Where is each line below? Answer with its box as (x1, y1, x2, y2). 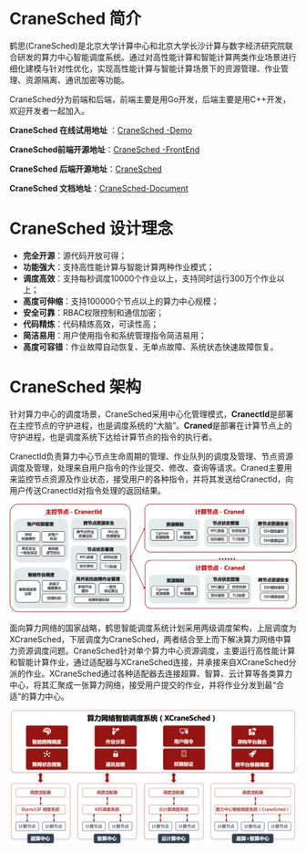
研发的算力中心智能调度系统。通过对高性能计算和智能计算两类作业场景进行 (16, 51, 297, 62)
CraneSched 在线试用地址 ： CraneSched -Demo (9, 124, 193, 135)
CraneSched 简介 (9, 8, 142, 29)
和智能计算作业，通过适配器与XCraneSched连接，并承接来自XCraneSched (9, 657, 289, 668)
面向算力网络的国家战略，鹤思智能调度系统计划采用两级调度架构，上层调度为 (9, 622, 297, 634)
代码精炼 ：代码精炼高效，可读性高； (22, 318, 159, 329)
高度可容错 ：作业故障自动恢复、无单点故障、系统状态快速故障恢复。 (22, 341, 279, 352)
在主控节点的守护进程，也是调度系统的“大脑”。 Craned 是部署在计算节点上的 (9, 420, 293, 431)
